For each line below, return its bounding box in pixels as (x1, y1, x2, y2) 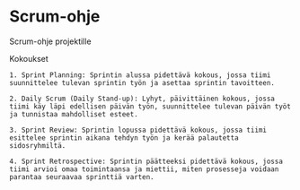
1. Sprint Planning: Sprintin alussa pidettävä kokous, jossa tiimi (9, 70, 271, 80)
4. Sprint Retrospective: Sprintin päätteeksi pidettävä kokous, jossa (9, 157, 283, 166)
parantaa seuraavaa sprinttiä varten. (9, 172, 154, 181)
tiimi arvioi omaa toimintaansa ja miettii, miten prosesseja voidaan (9, 164, 279, 174)
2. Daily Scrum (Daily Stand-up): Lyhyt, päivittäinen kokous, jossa (9, 94, 276, 103)
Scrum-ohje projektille (9, 36, 92, 47)
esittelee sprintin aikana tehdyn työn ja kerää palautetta (9, 133, 240, 142)
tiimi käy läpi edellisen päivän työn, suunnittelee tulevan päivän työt (9, 101, 292, 111)
